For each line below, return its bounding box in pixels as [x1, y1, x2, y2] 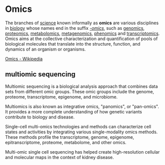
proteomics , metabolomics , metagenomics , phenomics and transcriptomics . [5, 30, 160, 36]
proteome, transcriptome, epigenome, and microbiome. [5, 94, 118, 100]
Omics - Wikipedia [5, 55, 43, 61]
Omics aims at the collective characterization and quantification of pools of [5, 36, 158, 42]
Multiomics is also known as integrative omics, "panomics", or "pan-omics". [5, 103, 159, 110]
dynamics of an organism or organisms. [5, 46, 86, 52]
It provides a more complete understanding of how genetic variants [5, 109, 142, 114]
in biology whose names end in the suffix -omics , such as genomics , [5, 25, 145, 31]
